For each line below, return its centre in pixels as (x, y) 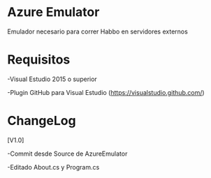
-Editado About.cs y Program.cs (53, 167)
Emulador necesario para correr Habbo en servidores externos (98, 31)
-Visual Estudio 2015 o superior (52, 79)
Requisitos (39, 60)
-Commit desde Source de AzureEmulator (67, 154)
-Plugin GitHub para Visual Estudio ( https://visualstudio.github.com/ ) (106, 92)
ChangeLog (42, 121)
